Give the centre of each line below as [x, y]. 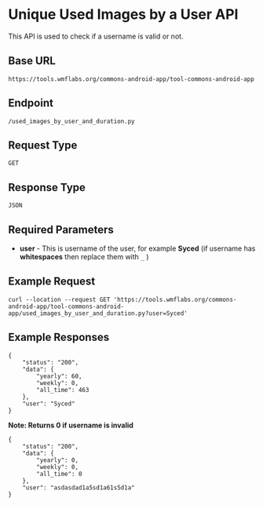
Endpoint [31, 103]
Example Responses [59, 337]
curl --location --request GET [59, 299]
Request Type [43, 145]
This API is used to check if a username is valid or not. [96, 36]
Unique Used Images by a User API [123, 15]
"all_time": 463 [63, 390]
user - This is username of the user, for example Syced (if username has [137, 248]
